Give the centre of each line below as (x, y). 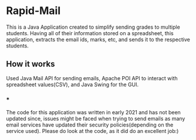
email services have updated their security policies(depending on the (90, 125)
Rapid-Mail (33, 11)
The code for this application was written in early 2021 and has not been (93, 112)
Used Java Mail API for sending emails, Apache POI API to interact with (92, 78)
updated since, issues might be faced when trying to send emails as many (96, 119)
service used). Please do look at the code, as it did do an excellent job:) (92, 131)
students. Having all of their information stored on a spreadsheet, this (90, 33)
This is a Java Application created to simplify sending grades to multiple (93, 27)
